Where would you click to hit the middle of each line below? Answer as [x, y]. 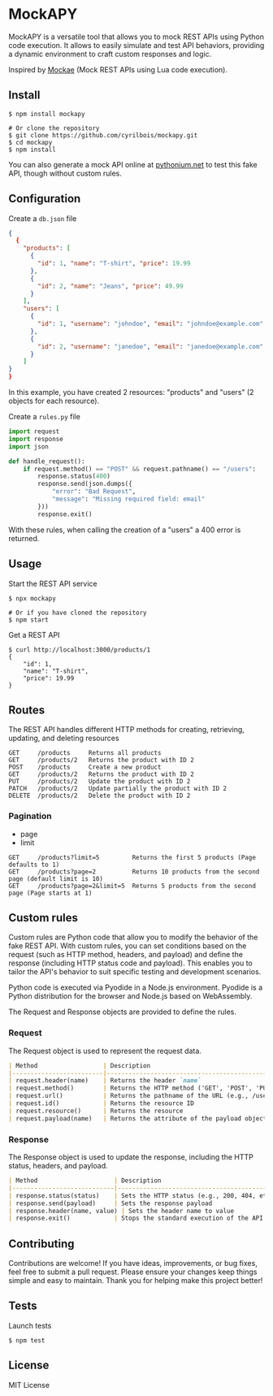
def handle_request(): [47, 461]
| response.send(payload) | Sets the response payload [110, 1203]
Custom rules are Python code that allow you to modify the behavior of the [133, 937]
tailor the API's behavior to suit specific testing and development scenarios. [135, 972]
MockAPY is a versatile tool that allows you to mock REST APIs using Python [136, 37]
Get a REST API [34, 635]
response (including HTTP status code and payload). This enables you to [131, 963]
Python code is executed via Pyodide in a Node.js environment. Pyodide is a [136, 987]
